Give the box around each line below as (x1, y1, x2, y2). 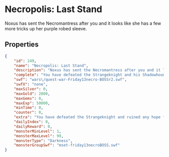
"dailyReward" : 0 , (14, 124, 52, 129)
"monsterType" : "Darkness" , (14, 138, 73, 143)
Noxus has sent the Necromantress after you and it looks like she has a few (5, 20, 161, 26)
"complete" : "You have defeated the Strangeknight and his (14, 72, 141, 78)
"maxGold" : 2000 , (14, 91, 50, 96)
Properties (5, 40, 39, 49)
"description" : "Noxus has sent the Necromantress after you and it (14, 68, 161, 73)
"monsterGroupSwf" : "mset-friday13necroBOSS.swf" (14, 143, 121, 148)
